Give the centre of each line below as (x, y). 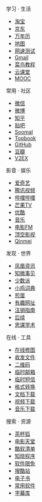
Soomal (24, 132)
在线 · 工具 (18, 337)
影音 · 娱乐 (18, 170)
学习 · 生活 (18, 9)
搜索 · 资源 (18, 421)
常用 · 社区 (18, 91)
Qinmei (23, 241)
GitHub (23, 145)
